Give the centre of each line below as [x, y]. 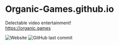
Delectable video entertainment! [38, 23]
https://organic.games [28, 28]
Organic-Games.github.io [59, 9]
